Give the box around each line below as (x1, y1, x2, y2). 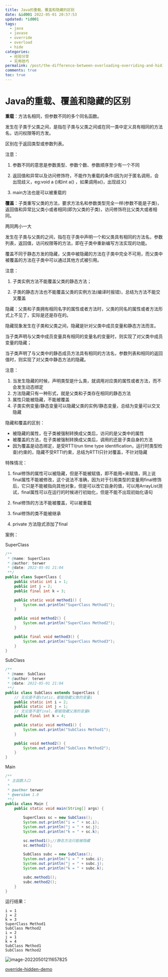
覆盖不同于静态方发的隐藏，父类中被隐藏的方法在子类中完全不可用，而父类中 (5, 251, 163, 257)
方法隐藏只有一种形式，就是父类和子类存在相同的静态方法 (12, 390, 131, 396)
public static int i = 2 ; (14, 699, 68, 705)
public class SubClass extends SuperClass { (5, 690, 99, 695)
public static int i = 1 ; (14, 579, 68, 585)
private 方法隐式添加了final (12, 521, 68, 527)
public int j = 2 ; (14, 584, 52, 589)
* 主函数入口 (7, 778, 31, 783)
